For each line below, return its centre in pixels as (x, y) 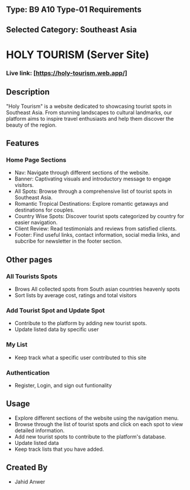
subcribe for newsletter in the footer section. (68, 241)
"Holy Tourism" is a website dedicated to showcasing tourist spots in (89, 106)
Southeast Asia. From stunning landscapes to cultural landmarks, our (89, 112)
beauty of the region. (32, 125)
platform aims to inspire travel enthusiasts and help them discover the (90, 118)
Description (28, 92)
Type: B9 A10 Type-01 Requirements (74, 10)
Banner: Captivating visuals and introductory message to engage (93, 179)
